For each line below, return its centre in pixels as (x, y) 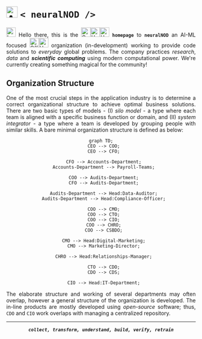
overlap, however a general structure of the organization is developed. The (101, 300)
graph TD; (101, 141)
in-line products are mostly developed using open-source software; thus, (101, 307)
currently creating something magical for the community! (77, 64)
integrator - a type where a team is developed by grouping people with (101, 123)
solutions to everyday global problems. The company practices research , (101, 52)
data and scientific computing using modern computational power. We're (101, 58)
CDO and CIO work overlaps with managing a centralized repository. (88, 313)
